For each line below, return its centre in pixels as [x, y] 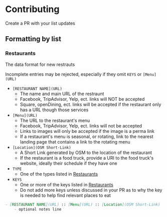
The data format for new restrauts [40, 64]
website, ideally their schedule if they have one [68, 163]
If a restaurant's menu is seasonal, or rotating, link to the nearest [87, 136]
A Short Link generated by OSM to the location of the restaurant [86, 153]
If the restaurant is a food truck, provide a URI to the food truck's [87, 158]
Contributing [32, 9]
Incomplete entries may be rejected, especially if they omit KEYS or [73, 74]
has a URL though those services [54, 110]
